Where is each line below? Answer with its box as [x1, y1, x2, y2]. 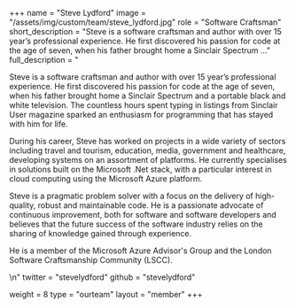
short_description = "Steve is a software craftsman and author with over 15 [9, 27, 282, 36]
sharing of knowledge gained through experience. [9, 228, 192, 238]
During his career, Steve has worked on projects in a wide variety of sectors [9, 136, 286, 146]
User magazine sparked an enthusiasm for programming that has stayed [9, 110, 274, 119]
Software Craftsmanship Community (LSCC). [9, 255, 173, 265]
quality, [9, 200, 36, 211]
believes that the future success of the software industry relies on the [9, 219, 263, 229]
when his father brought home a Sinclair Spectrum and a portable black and [9, 90, 286, 101]
